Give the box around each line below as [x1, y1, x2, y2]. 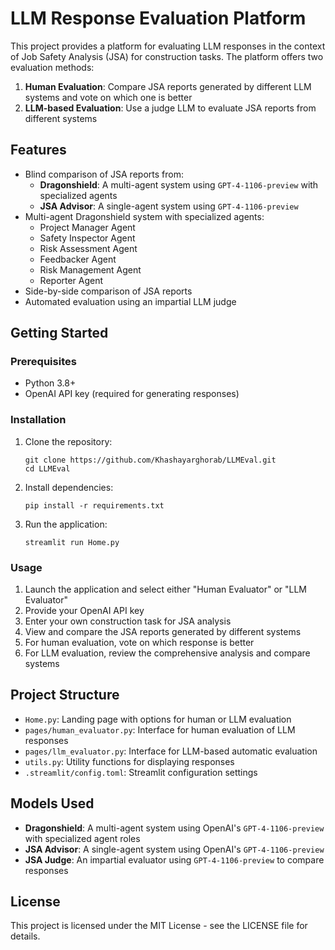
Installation [10, 413, 67, 427]
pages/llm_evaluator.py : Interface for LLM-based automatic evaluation [24, 745, 318, 757]
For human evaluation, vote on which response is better [24, 637, 255, 649]
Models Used [10, 795, 95, 812]
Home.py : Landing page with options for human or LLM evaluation [24, 713, 292, 725]
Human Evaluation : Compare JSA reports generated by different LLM [24, 80, 312, 92]
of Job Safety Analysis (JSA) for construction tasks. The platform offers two [10, 50, 324, 62]
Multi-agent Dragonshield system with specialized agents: [24, 210, 265, 222]
